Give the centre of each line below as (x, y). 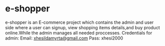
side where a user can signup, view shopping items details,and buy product (82, 27)
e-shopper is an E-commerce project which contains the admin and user (80, 22)
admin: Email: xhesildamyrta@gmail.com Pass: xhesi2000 (64, 38)
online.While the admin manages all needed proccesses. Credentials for (79, 33)
